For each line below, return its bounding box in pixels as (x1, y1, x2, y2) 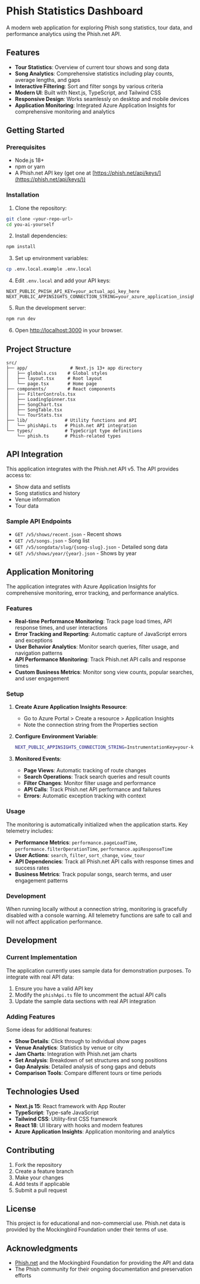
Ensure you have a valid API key (14, 985, 93, 992)
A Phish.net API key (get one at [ (14, 169, 95, 177)
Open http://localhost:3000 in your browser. (14, 327, 123, 334)
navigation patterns (14, 650, 62, 657)
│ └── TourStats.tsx (6, 412, 62, 418)
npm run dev (6, 316, 36, 322)
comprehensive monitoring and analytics (14, 108, 115, 115)
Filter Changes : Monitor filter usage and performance (23, 779, 156, 787)
